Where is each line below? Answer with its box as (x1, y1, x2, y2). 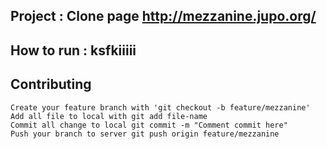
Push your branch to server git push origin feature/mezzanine (10, 129, 280, 139)
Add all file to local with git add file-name (10, 111, 208, 121)
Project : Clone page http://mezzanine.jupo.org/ (10, 8, 317, 25)
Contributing (10, 76, 92, 93)
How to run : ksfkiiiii (10, 42, 137, 59)
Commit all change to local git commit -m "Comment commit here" (10, 120, 288, 130)
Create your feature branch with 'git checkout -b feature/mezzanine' (10, 102, 311, 113)
